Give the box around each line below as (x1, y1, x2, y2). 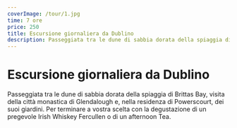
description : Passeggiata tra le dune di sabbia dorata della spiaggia (7, 37, 222, 44)
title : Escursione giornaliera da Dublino (7, 30, 134, 37)
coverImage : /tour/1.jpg (7, 10, 80, 18)
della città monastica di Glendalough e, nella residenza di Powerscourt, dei (7, 98, 224, 106)
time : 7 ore (7, 17, 42, 24)
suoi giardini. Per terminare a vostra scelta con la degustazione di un (7, 105, 207, 113)
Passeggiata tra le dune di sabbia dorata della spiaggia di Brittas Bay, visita (7, 90, 225, 98)
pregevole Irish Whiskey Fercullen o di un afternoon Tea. (7, 113, 171, 121)
